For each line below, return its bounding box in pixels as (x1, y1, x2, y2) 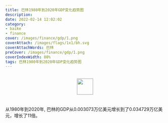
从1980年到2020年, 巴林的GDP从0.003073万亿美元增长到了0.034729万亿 (5, 106, 158, 112)
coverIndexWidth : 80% (5, 54, 51, 60)
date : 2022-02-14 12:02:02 (5, 17, 62, 22)
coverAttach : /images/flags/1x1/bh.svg (5, 40, 90, 46)
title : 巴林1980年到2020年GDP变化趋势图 (5, 7, 84, 13)
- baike (5, 26, 22, 31)
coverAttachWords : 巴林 (5, 45, 54, 50)
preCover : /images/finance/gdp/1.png (5, 50, 85, 55)
